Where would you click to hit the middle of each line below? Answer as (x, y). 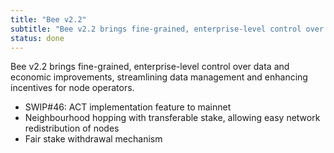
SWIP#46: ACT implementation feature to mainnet (128, 107)
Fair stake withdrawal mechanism (93, 139)
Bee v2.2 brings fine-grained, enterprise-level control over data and (150, 67)
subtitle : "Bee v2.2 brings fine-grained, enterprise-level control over (167, 29)
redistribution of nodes (72, 128)
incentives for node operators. (72, 88)
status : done (37, 38)
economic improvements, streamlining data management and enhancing (159, 77)
